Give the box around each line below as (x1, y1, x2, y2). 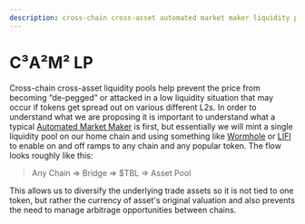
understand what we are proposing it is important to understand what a (9, 111, 276, 122)
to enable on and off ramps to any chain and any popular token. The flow (9, 140, 281, 151)
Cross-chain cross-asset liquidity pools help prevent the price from (9, 83, 261, 93)
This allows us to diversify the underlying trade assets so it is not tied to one (9, 185, 294, 196)
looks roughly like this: (9, 150, 93, 161)
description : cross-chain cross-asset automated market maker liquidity (9, 13, 290, 23)
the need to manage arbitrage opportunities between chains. (9, 204, 237, 215)
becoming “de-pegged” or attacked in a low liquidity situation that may (9, 92, 274, 102)
